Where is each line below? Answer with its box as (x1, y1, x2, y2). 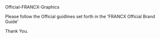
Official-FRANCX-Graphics (5, 4, 60, 10)
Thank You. (5, 28, 29, 34)
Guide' (5, 19, 19, 24)
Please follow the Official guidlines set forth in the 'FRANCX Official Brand (5, 14, 156, 19)
